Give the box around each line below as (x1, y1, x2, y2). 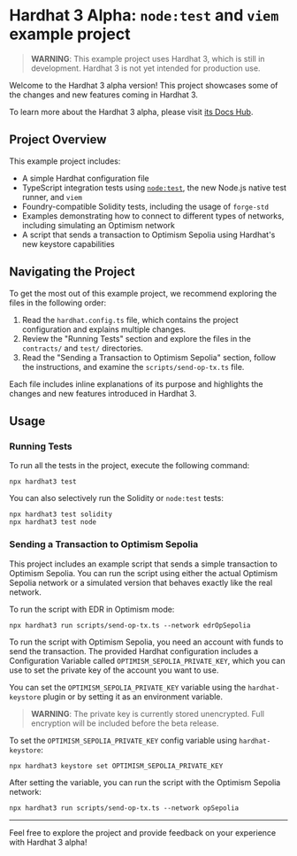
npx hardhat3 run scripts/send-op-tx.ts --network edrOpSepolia (9, 621, 251, 629)
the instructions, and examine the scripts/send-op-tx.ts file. (21, 361, 245, 372)
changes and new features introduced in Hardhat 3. (9, 388, 197, 398)
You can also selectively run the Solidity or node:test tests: (9, 493, 224, 504)
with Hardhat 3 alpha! (9, 837, 88, 847)
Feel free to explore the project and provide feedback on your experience (9, 827, 277, 837)
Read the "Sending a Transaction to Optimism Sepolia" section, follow (21, 351, 277, 363)
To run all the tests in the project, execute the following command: (9, 460, 250, 471)
